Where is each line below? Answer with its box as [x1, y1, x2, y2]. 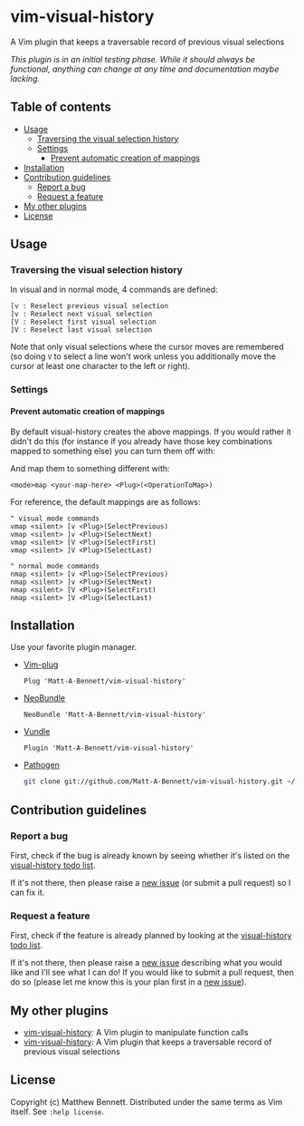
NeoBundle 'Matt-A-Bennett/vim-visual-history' [23, 710, 206, 720]
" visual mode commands [10, 514, 100, 523]
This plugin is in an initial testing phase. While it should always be [10, 53, 256, 64]
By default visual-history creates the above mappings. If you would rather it [10, 426, 292, 437]
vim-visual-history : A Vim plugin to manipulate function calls [23, 1027, 249, 1038]
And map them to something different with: [10, 462, 170, 473]
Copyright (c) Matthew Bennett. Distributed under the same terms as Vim [10, 1096, 283, 1107]
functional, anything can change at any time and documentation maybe [10, 63, 280, 74]
